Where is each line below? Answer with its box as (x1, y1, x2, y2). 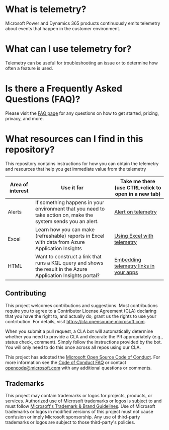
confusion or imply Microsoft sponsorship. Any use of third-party (5, 414, 140, 420)
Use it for (61, 184, 84, 191)
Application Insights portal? (35, 272, 100, 279)
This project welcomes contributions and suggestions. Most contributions (5, 302, 158, 308)
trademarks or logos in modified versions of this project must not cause (5, 409, 153, 415)
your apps (114, 268, 138, 275)
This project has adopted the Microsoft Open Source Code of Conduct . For (5, 354, 160, 360)
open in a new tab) (115, 190, 161, 197)
